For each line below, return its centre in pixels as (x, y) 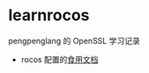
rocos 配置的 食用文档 (60, 59)
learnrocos (49, 15)
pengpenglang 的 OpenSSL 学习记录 (74, 40)
